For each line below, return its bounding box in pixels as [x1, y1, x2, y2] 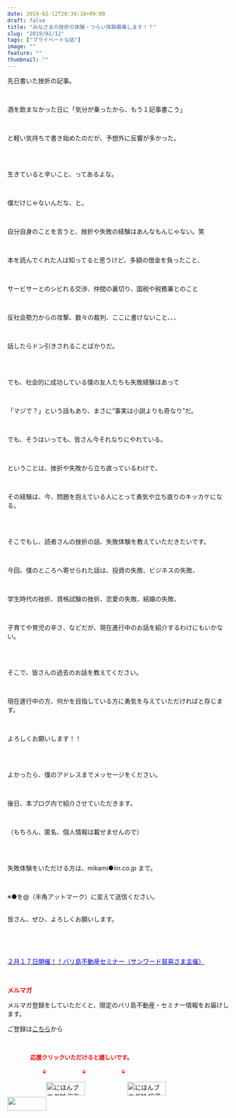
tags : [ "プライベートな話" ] [7, 37, 81, 44]
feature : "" [7, 50, 42, 57]
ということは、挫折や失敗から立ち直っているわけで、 [7, 463, 161, 472]
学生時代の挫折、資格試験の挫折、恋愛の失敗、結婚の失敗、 [7, 594, 180, 603]
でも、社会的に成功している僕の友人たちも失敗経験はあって [7, 378, 180, 386]
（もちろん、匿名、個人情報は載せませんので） [7, 828, 143, 836]
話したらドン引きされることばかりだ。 [7, 341, 118, 350]
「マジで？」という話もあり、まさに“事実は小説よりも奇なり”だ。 [7, 406, 198, 414]
